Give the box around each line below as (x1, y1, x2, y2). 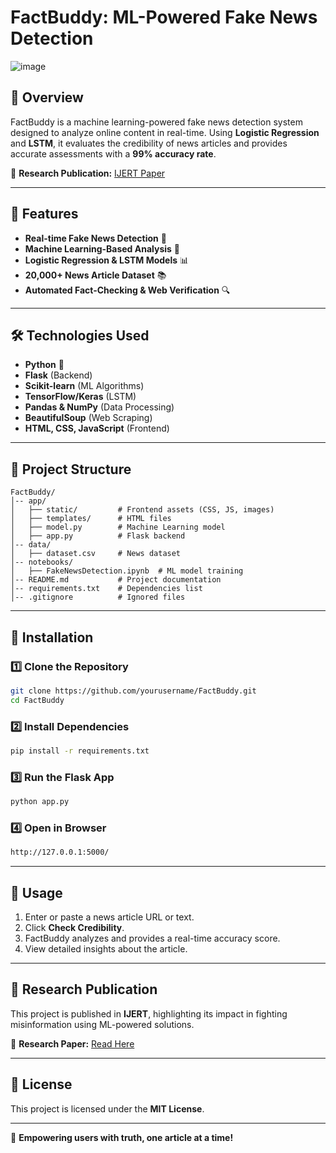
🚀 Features (10, 206, 79, 223)
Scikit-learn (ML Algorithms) (24, 380, 145, 392)
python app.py (10, 797, 70, 807)
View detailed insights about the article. (24, 942, 188, 955)
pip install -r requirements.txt (10, 746, 150, 756)
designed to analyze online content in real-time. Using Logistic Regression (10, 126, 320, 138)
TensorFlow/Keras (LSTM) (24, 391, 137, 403)
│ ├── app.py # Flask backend (10, 531, 186, 541)
